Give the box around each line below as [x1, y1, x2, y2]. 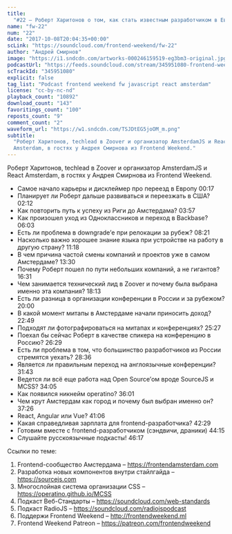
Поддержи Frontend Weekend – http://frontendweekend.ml [17, 512, 187, 520]
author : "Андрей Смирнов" [7, 49, 81, 56]
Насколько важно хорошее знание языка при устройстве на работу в [17, 236, 224, 244]
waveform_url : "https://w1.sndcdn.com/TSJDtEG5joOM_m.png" [7, 126, 181, 132]
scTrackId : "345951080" [7, 68, 76, 75]
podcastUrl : [7, 61, 41, 68]
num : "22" [7, 29, 36, 37]
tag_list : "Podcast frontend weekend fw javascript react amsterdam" [7, 81, 212, 88]
